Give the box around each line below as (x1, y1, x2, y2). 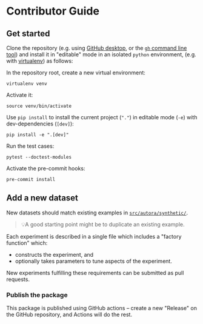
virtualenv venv (6, 81, 47, 87)
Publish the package (6, 291, 68, 299)
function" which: (6, 239, 48, 246)
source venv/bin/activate (6, 103, 72, 109)
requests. (6, 276, 30, 283)
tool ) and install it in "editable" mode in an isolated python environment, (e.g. (6, 51, 197, 58)
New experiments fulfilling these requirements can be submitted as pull (6, 269, 184, 276)
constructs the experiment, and (15, 251, 94, 258)
